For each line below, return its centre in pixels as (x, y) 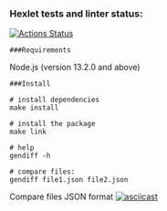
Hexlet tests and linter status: (76, 14)
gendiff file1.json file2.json (69, 180)
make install (34, 108)
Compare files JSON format (62, 197)
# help (22, 148)
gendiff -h (30, 156)
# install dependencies (55, 100)
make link (28, 132)
